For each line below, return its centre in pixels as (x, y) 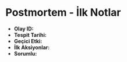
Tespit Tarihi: (30, 35)
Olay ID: (24, 29)
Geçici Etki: (28, 41)
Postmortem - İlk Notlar (63, 13)
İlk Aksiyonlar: (32, 47)
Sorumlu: (25, 53)
